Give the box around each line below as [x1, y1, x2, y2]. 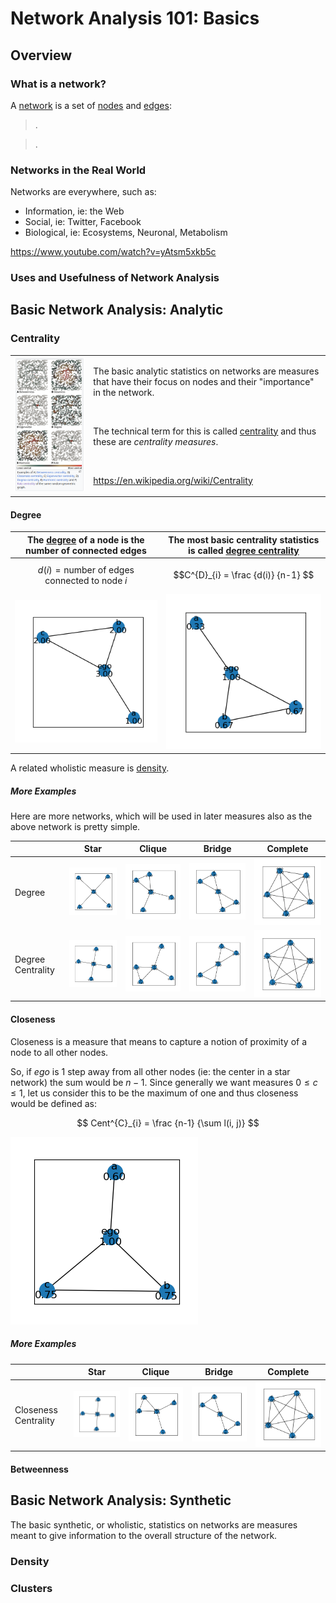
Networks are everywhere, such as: [10, 186, 157, 198]
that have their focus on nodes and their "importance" [93, 375, 315, 387]
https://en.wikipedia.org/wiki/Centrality [93, 474, 253, 486]
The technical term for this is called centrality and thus [93, 425, 317, 437]
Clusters [10, 1581, 53, 1595]
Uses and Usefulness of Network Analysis [10, 271, 220, 285]
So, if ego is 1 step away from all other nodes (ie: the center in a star [10, 1065, 291, 1077]
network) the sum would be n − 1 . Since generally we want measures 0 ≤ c [10, 1076, 318, 1088]
